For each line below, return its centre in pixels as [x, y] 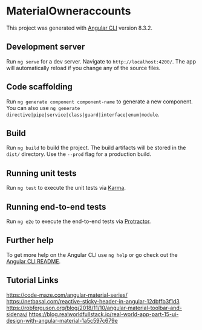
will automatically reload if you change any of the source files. [83, 68]
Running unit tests [41, 173]
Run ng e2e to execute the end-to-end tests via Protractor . [79, 221]
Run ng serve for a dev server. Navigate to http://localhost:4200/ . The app [101, 61]
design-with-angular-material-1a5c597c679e [62, 320]
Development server [46, 47]
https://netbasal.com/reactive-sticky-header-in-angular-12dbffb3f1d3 [93, 301]
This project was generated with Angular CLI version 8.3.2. [80, 28]
